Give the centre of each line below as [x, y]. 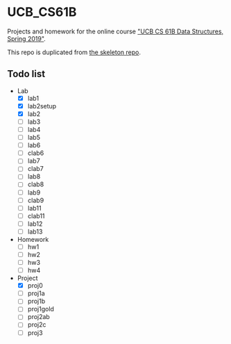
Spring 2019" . [27, 38]
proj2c [37, 325]
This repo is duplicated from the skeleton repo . [74, 52]
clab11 [36, 215]
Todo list [26, 74]
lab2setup [42, 106]
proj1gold [41, 309]
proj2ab [38, 317]
